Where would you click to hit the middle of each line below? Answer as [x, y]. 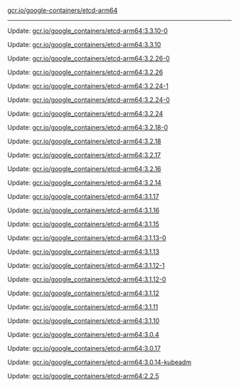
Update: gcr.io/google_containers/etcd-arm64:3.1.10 [84, 321]
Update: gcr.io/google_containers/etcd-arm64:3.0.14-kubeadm [100, 362]
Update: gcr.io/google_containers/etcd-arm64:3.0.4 [83, 335]
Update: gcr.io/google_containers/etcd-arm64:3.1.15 [84, 224]
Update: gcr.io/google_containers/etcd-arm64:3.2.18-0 [88, 127]
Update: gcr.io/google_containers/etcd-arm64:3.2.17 [84, 155]
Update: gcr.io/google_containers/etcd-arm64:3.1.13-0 [87, 238]
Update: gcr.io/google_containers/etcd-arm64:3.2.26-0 [89, 58]
